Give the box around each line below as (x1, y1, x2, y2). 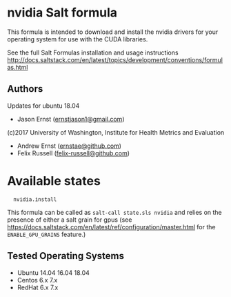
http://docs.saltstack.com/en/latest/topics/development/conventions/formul (7, 55, 223, 64)
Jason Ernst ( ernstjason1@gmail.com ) (17, 115, 125, 123)
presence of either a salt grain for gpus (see (7, 215, 132, 224)
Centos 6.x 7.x (17, 276, 58, 284)
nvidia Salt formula (7, 5, 118, 21)
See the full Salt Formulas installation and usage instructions (7, 48, 179, 57)
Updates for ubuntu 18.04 (7, 102, 80, 110)
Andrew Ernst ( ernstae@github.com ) (17, 142, 122, 150)
